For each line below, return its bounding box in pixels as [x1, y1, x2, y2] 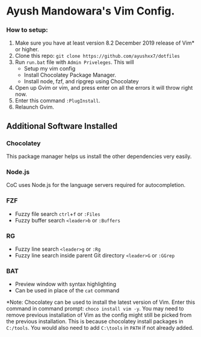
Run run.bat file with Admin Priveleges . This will [14, 58, 134, 66]
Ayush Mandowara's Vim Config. [6, 4, 175, 18]
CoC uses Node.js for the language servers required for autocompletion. [6, 181, 185, 189]
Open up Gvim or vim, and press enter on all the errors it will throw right [14, 84, 193, 92]
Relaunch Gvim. [14, 104, 54, 111]
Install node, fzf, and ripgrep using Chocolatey [23, 78, 139, 85]
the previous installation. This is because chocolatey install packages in [6, 318, 184, 325]
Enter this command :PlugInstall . [14, 97, 100, 104]
